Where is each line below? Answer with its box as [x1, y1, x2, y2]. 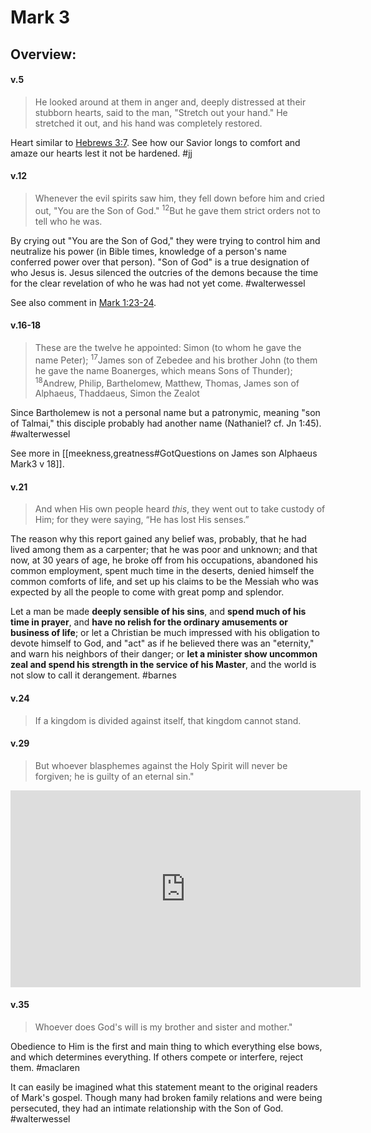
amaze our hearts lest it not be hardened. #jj [10, 147, 193, 159]
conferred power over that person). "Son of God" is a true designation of [10, 256, 310, 268]
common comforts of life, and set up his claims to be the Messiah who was [10, 576, 319, 588]
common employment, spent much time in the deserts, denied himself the [10, 565, 315, 577]
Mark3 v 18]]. [10, 458, 65, 470]
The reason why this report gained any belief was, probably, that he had [10, 533, 307, 545]
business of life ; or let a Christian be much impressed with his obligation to [10, 627, 320, 639]
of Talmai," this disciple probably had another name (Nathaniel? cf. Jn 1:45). [10, 417, 322, 430]
